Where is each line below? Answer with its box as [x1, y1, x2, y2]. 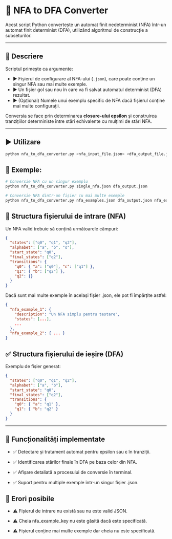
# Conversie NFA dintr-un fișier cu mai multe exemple [5, 193, 125, 198]
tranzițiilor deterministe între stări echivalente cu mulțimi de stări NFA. [5, 118, 152, 124]
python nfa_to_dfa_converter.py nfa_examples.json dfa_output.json [5, 198, 153, 203]
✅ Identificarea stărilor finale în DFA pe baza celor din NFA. [12, 459, 137, 465]
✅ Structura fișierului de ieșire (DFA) [5, 350, 124, 358]
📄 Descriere [5, 52, 44, 61]
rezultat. [12, 92, 31, 98]
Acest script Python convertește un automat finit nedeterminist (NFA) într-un [5, 21, 166, 28]
